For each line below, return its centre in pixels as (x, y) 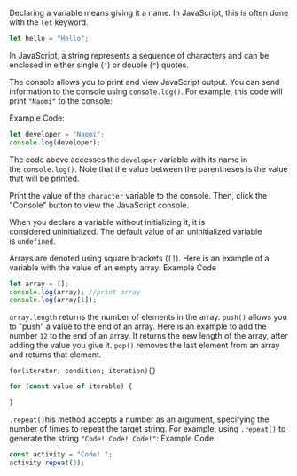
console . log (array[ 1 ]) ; (53, 300)
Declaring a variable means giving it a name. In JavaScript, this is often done (149, 13)
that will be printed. (44, 178)
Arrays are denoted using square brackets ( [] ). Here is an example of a (139, 258)
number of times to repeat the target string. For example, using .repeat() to (148, 429)
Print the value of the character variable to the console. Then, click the (138, 195)
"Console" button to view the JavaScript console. (99, 205)
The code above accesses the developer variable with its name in (129, 160)
